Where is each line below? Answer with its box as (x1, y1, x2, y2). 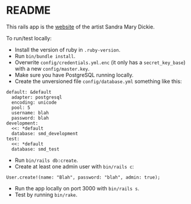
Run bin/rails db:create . (14, 157, 78, 164)
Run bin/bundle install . (14, 52, 76, 59)
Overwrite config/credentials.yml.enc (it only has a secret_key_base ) (14, 59, 186, 66)
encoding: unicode (11, 99, 58, 106)
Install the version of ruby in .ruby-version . (14, 46, 120, 53)
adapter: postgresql (11, 94, 62, 100)
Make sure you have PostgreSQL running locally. (14, 71, 134, 78)
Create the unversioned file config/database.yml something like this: (14, 78, 182, 85)
